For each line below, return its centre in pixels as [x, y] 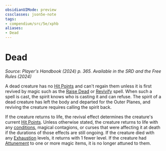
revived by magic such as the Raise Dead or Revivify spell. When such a [79, 91]
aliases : [14, 28]
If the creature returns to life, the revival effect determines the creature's [79, 117]
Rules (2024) [19, 76]
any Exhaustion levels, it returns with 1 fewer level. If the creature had [76, 138]
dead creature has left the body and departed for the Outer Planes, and [78, 102]
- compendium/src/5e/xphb [32, 24]
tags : [11, 19]
